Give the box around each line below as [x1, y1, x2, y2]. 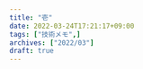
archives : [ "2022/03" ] [9, 38, 94, 47]
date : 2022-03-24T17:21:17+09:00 [9, 22, 135, 30]
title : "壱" [9, 13, 53, 22]
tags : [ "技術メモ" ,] [9, 30, 81, 39]
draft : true [9, 47, 54, 56]
